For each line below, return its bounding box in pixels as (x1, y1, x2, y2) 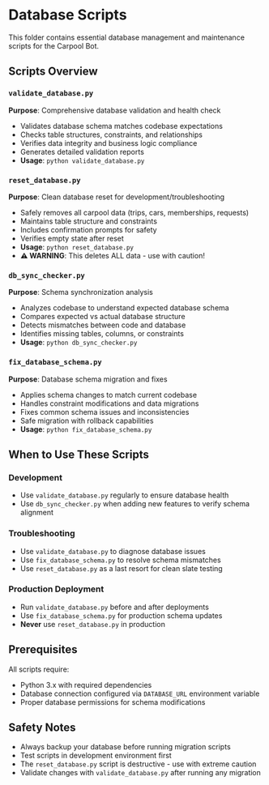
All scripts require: (8, 664, 70, 674)
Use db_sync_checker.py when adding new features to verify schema (19, 499, 250, 509)
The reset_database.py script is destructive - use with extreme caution (19, 759, 257, 769)
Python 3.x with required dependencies (19, 680, 152, 689)
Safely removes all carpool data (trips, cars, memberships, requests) (19, 207, 250, 217)
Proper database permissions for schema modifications (19, 697, 206, 706)
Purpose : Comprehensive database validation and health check (8, 105, 221, 115)
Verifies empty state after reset (19, 233, 124, 243)
